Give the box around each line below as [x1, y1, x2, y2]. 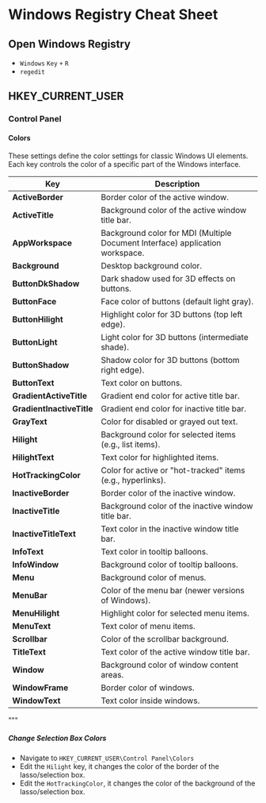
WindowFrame [12, 681, 69, 693]
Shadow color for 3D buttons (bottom [101, 354, 240, 365]
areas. [101, 669, 124, 680]
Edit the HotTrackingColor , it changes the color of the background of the [19, 778, 256, 788]
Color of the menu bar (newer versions [101, 585, 245, 596]
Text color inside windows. [101, 695, 200, 706]
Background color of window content [101, 659, 239, 670]
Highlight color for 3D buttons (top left [101, 308, 243, 319]
